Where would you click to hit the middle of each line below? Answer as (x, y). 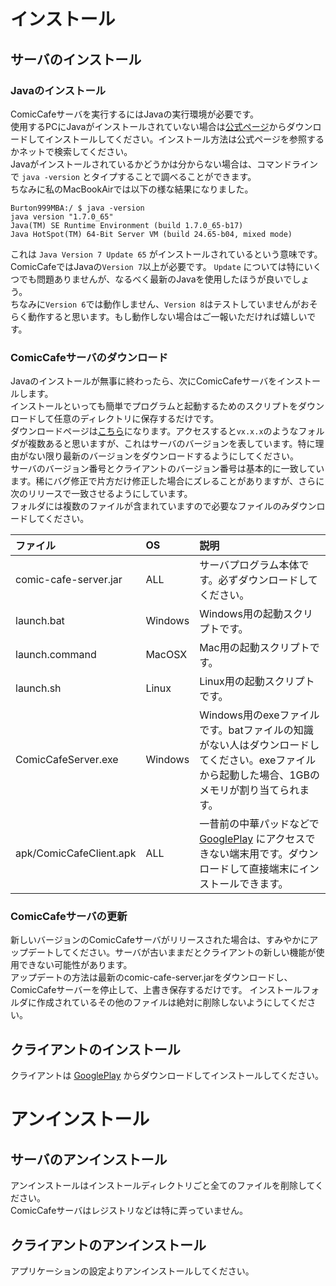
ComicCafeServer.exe (67, 760)
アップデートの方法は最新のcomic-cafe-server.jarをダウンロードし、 (151, 977)
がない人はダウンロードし (259, 745)
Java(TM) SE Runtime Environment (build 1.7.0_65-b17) (127, 225)
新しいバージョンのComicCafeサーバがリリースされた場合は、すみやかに (160, 940)
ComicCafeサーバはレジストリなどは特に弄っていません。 (129, 1211)
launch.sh (38, 688)
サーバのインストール (76, 59)
